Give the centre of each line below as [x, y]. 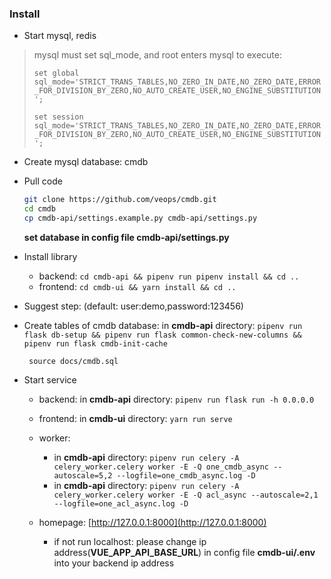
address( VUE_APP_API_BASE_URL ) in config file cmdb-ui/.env [184, 552]
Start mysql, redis [60, 36]
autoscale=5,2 [83, 475]
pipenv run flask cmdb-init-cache [95, 343]
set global [56, 73]
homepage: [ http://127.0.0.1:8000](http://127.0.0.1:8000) [152, 522]
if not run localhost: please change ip [130, 541]
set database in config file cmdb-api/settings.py [126, 237]
